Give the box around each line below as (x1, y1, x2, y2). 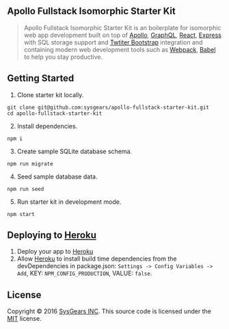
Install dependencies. (16, 122, 78, 130)
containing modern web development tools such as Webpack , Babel (23, 45, 216, 53)
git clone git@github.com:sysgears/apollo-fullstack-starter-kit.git (7, 104, 210, 111)
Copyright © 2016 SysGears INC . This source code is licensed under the (7, 307, 212, 315)
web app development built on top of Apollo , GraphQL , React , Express (23, 31, 222, 39)
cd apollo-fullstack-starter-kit (7, 109, 103, 117)
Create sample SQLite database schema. (16, 147, 132, 155)
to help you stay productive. (23, 53, 103, 61)
